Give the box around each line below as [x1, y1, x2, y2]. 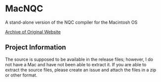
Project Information [5, 43, 66, 52]
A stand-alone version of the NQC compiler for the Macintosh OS [5, 19, 138, 25]
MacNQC [5, 3, 43, 14]
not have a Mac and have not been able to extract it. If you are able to [5, 61, 147, 67]
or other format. [5, 72, 38, 78]
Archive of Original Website [5, 29, 61, 35]
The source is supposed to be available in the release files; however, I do [5, 56, 153, 62]
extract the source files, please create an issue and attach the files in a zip [5, 67, 157, 73]
